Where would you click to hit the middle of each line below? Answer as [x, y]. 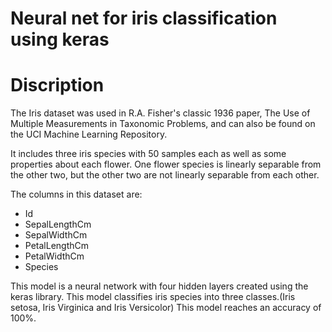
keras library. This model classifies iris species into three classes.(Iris [153, 297]
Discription [57, 85]
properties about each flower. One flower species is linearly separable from [166, 164]
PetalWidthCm [54, 256]
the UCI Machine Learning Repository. [89, 134]
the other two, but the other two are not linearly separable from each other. [165, 175]
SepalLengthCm [58, 224]
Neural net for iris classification [144, 18]
